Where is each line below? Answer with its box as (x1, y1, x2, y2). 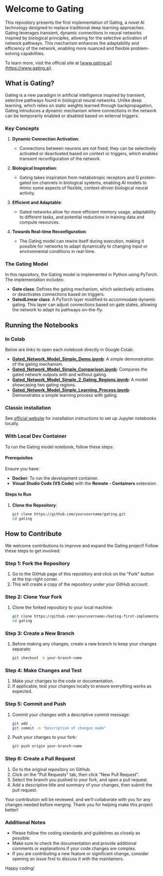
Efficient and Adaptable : (12, 199, 62, 205)
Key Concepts (5, 125, 39, 132)
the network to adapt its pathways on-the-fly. (12, 307, 104, 313)
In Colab (5, 336, 25, 342)
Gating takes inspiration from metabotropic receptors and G (19, 175, 139, 180)
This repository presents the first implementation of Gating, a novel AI (5, 19, 145, 25)
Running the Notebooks (5, 321, 79, 329)
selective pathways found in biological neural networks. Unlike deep (5, 97, 142, 103)
